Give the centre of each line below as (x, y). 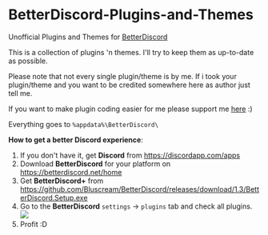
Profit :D (34, 224)
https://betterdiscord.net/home (71, 172)
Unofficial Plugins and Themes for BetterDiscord (88, 37)
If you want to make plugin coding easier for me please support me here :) (131, 109)
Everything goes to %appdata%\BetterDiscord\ (83, 124)
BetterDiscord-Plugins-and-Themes (131, 15)
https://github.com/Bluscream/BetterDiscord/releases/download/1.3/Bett (140, 189)
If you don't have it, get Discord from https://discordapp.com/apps (130, 155)
